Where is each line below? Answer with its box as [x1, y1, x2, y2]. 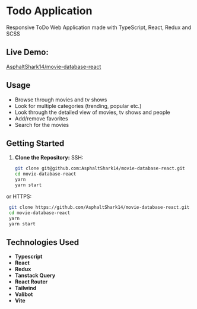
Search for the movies [14, 121, 69, 128]
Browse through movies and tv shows [14, 96, 107, 103]
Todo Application [6, 4, 93, 18]
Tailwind [14, 285, 37, 292]
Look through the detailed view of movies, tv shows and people [14, 109, 170, 116]
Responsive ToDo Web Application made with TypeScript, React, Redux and [6, 24, 192, 31]
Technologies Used [6, 237, 79, 247]
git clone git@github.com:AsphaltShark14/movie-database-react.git [14, 165, 185, 171]
